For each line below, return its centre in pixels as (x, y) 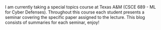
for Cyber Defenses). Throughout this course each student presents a (75, 12)
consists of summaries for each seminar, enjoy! (52, 22)
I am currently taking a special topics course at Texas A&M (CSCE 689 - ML (80, 7)
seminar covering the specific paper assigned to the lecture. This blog (75, 17)
